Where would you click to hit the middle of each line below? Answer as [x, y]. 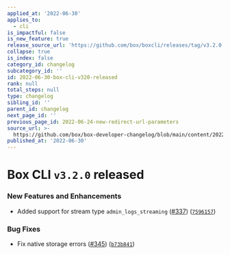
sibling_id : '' [29, 103]
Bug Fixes [24, 229]
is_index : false [30, 58]
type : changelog [30, 97]
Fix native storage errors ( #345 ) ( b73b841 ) [76, 243]
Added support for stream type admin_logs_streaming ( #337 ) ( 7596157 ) [116, 211]
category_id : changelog [41, 64]
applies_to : [24, 20]
